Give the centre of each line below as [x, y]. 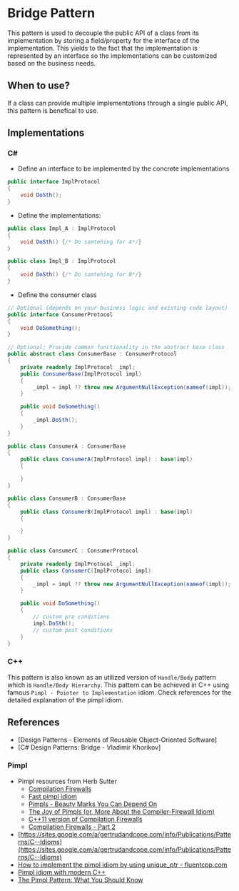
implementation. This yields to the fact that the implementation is [102, 48]
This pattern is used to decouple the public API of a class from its [103, 33]
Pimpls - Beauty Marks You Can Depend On [93, 804]
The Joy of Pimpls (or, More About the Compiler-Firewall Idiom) [122, 811]
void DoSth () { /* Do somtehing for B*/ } [81, 275]
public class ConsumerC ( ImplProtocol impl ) [86, 570]
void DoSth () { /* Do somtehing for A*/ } [81, 242]
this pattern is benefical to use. [53, 110]
